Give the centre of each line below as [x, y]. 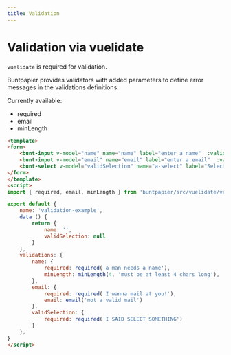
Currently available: [35, 100]
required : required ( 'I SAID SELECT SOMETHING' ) [113, 319]
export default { [32, 204]
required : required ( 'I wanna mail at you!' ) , [110, 294]
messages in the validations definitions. [63, 87]
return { [44, 224]
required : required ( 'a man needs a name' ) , [107, 268]
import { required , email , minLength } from [72, 192]
